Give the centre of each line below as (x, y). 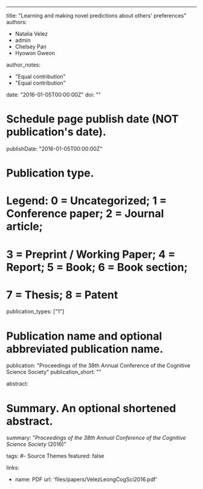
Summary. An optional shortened (91, 408)
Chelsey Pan (31, 47)
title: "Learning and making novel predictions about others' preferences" (96, 15)
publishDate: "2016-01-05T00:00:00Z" (54, 148)
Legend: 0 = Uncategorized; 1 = (87, 201)
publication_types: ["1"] (35, 312)
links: (13, 468)
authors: (17, 22)
